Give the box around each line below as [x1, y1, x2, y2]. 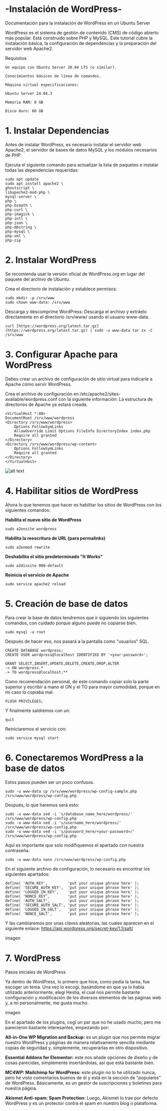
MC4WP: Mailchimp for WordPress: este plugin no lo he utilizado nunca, [5, 1069, 156, 1075]
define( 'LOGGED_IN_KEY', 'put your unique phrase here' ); [5, 889, 140, 895]
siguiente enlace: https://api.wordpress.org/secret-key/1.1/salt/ [5, 925, 134, 931]
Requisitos [5, 55, 27, 61]
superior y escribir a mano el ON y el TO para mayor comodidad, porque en [5, 684, 161, 690]
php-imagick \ [5, 211, 35, 216]
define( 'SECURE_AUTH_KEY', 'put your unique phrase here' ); [5, 885, 140, 890]
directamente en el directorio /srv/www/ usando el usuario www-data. [5, 314, 150, 320]
